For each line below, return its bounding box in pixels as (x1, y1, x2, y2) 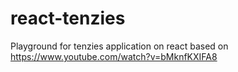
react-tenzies (10, 7, 126, 30)
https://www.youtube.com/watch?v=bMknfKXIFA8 (10, 50, 218, 62)
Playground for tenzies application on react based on (10, 40, 229, 52)
